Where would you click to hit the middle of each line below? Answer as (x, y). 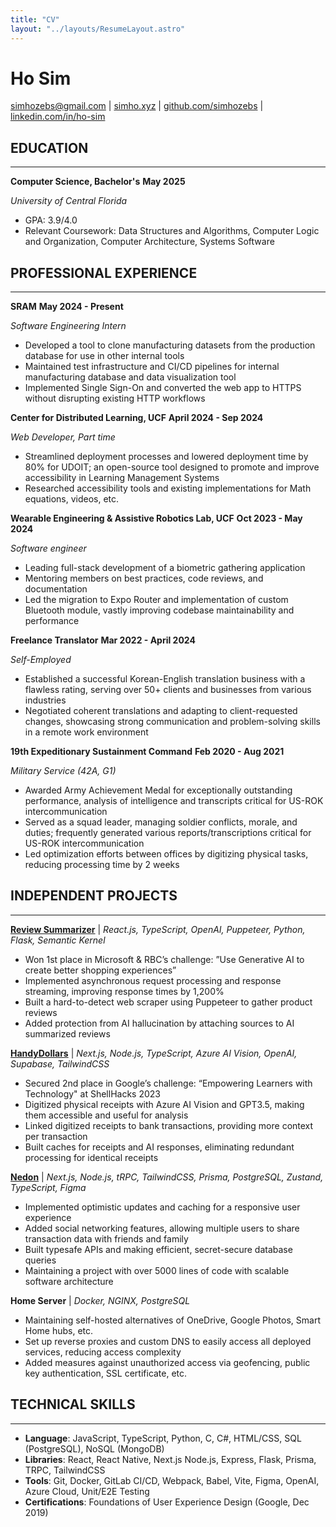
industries (45, 700)
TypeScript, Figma (48, 1187)
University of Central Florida (69, 201)
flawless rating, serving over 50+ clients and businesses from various (168, 690)
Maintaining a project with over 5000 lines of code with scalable (157, 1270)
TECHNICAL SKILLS (73, 1404)
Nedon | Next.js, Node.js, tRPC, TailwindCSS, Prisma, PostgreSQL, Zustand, (167, 1177)
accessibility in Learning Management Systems (122, 478)
